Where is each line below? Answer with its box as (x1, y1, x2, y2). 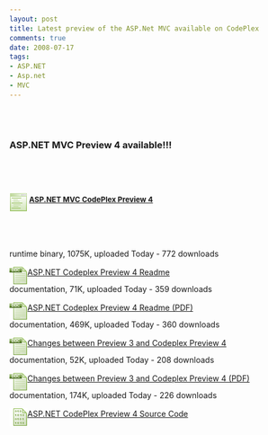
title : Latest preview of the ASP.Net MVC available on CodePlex (9, 23, 259, 33)
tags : (9, 52, 30, 62)
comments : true (9, 33, 67, 42)
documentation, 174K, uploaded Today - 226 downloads (9, 390, 218, 401)
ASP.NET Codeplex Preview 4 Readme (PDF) (27, 302, 193, 314)
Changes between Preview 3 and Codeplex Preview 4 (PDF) (27, 373, 250, 384)
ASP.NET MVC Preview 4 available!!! (9, 138, 173, 151)
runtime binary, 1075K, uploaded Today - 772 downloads (9, 248, 219, 260)
